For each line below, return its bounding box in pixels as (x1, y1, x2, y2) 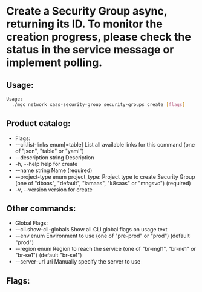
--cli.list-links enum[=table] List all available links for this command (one (15, 141, 195, 148)
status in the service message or (6, 43, 174, 57)
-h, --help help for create (15, 160, 78, 167)
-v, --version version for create (15, 186, 93, 193)
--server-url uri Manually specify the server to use (15, 258, 141, 265)
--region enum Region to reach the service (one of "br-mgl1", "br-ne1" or (15, 245, 197, 253)
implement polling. (6, 56, 103, 70)
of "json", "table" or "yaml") (15, 147, 85, 154)
